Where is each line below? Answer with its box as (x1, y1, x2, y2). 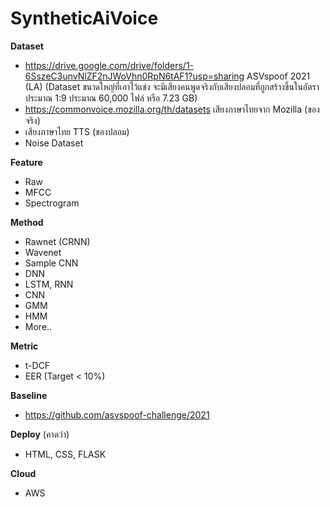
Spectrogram (24, 197, 80, 209)
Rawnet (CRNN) (24, 235, 91, 247)
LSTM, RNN (24, 278, 74, 290)
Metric (10, 340, 39, 352)
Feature (10, 156, 43, 168)
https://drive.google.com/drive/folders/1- (24, 59, 195, 71)
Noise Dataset (24, 137, 84, 149)
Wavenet (24, 246, 62, 258)
